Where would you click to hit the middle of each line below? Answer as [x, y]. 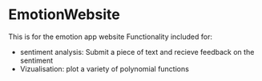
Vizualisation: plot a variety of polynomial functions [105, 68]
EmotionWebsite [64, 15]
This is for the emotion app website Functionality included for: [111, 37]
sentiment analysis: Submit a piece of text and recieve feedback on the [137, 52]
